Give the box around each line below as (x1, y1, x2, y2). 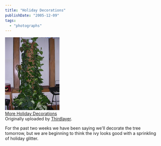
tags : (5, 18, 16, 23)
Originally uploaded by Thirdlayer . (5, 116, 73, 122)
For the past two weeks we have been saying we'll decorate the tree (5, 125, 141, 131)
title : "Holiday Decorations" (5, 8, 66, 13)
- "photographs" (9, 23, 42, 28)
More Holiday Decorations (5, 111, 57, 116)
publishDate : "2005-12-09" (5, 13, 59, 18)
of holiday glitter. (5, 136, 39, 142)
